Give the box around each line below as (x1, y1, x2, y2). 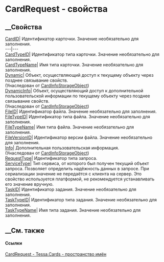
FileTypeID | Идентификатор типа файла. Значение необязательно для (5, 114, 150, 119)
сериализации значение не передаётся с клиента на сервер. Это (5, 171, 142, 176)
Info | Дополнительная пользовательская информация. (5, 145, 119, 151)
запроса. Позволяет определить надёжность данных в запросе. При (5, 166, 149, 172)
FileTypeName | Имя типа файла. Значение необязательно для (5, 124, 134, 130)
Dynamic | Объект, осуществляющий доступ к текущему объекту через (5, 72, 154, 78)
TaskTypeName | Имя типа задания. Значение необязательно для (5, 207, 141, 213)
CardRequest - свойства (5, 3, 108, 15)
